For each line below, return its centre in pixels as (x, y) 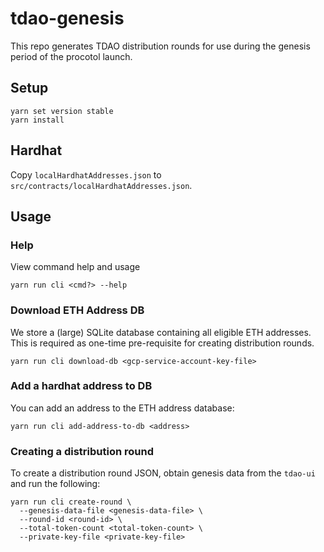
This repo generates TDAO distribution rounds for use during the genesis (160, 46)
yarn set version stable (62, 111)
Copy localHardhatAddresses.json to (86, 174)
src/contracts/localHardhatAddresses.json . (101, 185)
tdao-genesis (67, 18)
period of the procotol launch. (71, 56)
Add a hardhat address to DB (81, 386)
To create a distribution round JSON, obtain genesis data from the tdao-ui (163, 473)
